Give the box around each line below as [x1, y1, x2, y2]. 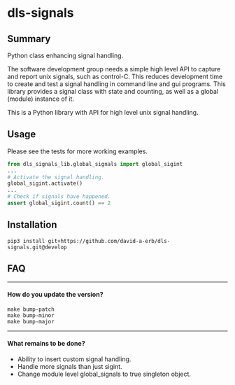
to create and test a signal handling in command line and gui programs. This [7, 80, 226, 88]
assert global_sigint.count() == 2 [7, 199, 111, 207]
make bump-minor [7, 311, 55, 319]
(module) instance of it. [7, 94, 75, 103]
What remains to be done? [7, 339, 85, 348]
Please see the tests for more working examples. [7, 147, 148, 155]
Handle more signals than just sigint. [17, 362, 122, 370]
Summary [7, 33, 51, 45]
